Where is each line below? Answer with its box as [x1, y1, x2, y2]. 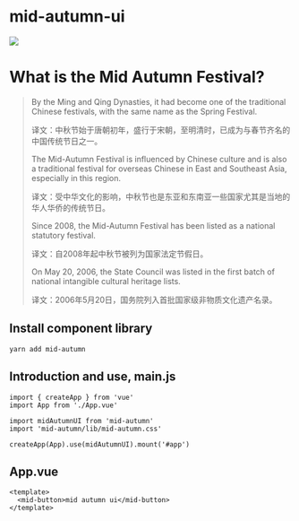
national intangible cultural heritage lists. [30, 275, 181, 286]
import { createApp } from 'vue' [9, 393, 134, 402]
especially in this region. [30, 172, 122, 183]
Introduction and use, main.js [9, 369, 176, 385]
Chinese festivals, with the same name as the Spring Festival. [30, 106, 258, 117]
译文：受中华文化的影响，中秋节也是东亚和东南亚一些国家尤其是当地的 [30, 191, 291, 202]
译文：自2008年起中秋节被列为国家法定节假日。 [30, 248, 209, 259]
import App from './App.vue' [9, 401, 118, 410]
